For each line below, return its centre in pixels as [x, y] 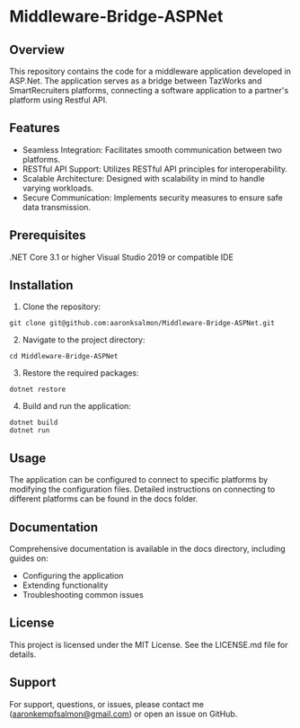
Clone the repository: [62, 306]
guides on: [29, 558]
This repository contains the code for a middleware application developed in [150, 71]
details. [23, 654]
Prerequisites [48, 235]
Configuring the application [73, 576]
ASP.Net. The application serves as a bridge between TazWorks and [136, 81]
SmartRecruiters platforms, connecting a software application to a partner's [149, 90]
